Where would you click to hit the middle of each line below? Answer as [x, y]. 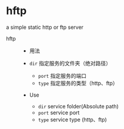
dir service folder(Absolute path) [78, 106]
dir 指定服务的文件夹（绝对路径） [70, 63]
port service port [59, 113]
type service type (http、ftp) [72, 120]
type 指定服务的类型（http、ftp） [78, 83]
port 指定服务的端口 [62, 75]
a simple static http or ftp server [45, 27]
